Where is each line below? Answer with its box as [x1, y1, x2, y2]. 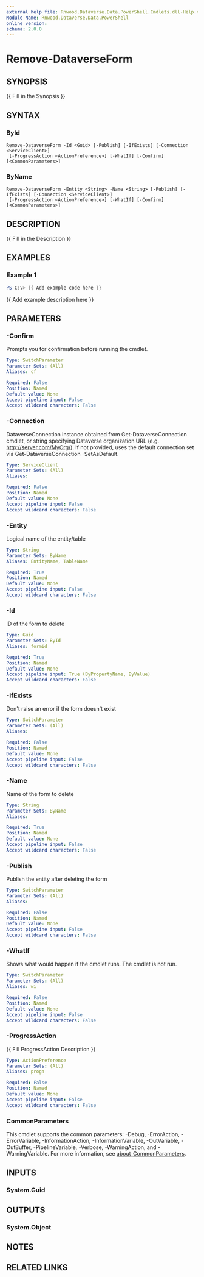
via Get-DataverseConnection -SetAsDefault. [6, 450, 119, 457]
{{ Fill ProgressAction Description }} [6, 1045, 96, 1053]
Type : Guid [6, 632, 34, 638]
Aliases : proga [6, 1069, 45, 1075]
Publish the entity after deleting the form [6, 875, 107, 883]
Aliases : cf [6, 369, 36, 375]
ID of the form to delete [6, 620, 65, 628]
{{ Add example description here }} [6, 296, 94, 303]
